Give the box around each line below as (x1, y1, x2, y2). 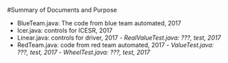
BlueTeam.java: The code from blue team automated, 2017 (16, 19, 181, 27)
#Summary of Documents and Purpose (7, 6, 118, 14)
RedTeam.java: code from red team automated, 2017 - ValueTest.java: (16, 41, 214, 49)
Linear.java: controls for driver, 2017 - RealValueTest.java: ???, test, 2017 (16, 34, 221, 42)
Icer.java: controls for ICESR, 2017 (16, 27, 113, 34)
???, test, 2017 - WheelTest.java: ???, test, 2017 (16, 48, 151, 56)
